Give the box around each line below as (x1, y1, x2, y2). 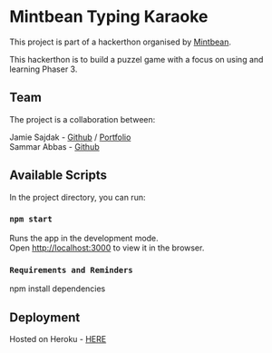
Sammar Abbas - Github (9, 141, 100, 152)
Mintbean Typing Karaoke (9, 6, 209, 27)
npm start (9, 214, 53, 224)
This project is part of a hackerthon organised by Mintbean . (9, 36, 231, 47)
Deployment (9, 309, 81, 325)
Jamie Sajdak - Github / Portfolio (9, 132, 131, 142)
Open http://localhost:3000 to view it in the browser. (9, 242, 205, 253)
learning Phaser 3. (9, 64, 78, 74)
